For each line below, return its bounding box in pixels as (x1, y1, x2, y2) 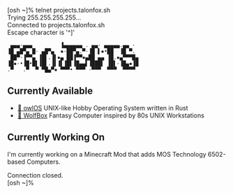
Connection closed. (7, 171, 63, 179)
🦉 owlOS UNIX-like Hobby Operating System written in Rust (17, 103, 188, 112)
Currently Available (7, 85, 93, 97)
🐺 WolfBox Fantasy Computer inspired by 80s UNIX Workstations (17, 111, 204, 120)
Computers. (27, 157, 61, 166)
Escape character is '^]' (7, 28, 75, 36)
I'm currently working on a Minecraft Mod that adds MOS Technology (7, 150, 207, 158)
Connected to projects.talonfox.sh (7, 21, 105, 29)
